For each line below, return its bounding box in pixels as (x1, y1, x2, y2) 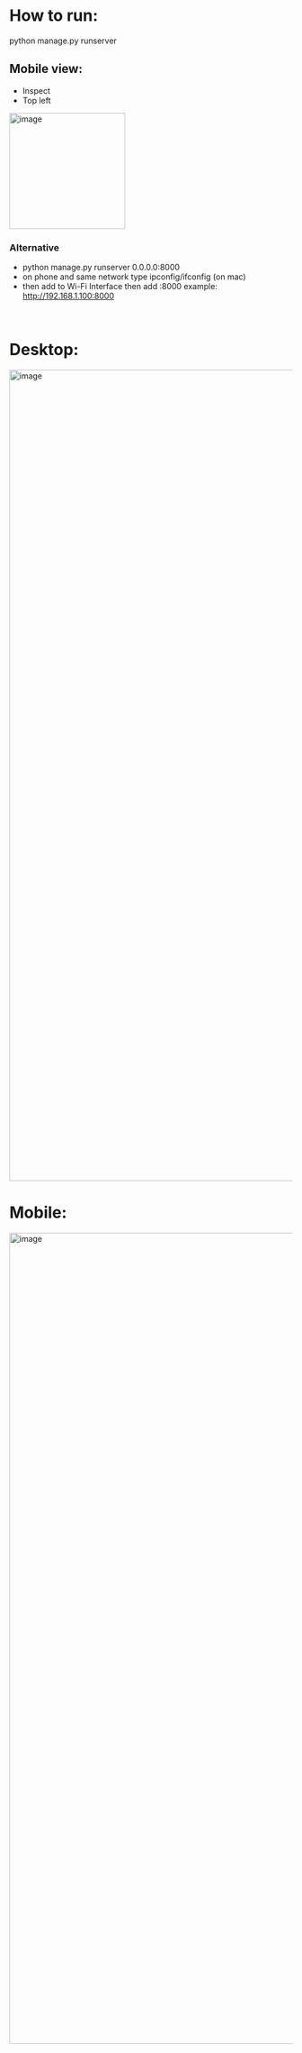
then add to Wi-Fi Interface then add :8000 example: (22, 281, 218, 292)
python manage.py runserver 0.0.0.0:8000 (22, 262, 181, 273)
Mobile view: (9, 61, 83, 77)
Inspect (22, 85, 51, 96)
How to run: (9, 5, 99, 26)
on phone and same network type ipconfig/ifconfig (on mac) (22, 271, 246, 282)
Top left (22, 95, 51, 105)
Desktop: (9, 340, 79, 360)
